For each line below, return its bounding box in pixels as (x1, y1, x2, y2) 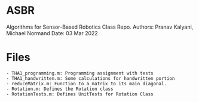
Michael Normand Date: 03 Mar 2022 (6, 29, 99, 36)
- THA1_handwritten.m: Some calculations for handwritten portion (6, 75, 175, 81)
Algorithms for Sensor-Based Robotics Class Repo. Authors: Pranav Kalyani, (6, 23, 194, 30)
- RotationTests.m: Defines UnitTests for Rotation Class (6, 91, 154, 97)
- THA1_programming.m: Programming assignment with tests (6, 70, 154, 76)
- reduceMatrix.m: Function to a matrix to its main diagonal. (6, 81, 167, 86)
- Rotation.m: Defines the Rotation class (6, 86, 114, 92)
